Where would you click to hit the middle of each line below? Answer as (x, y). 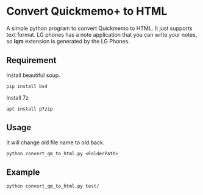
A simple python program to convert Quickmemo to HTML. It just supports (99, 28)
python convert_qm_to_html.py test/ (53, 186)
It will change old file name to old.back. (55, 142)
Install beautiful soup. (34, 75)
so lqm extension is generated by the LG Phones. (68, 41)
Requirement (31, 60)
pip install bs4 (27, 86)
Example (23, 172)
